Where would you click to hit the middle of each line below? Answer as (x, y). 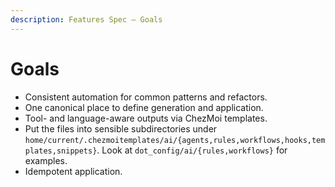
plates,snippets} (61, 151)
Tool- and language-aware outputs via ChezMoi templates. (146, 118)
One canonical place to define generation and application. (144, 107)
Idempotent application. (73, 171)
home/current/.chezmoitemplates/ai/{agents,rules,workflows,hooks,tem (175, 140)
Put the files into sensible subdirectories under (121, 128)
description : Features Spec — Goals (86, 19)
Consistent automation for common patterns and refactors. (146, 97)
